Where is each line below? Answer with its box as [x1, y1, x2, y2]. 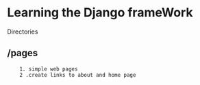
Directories [7, 27, 38, 36]
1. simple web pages [19, 65, 78, 73]
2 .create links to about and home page [19, 71, 136, 78]
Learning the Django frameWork [7, 5, 193, 21]
